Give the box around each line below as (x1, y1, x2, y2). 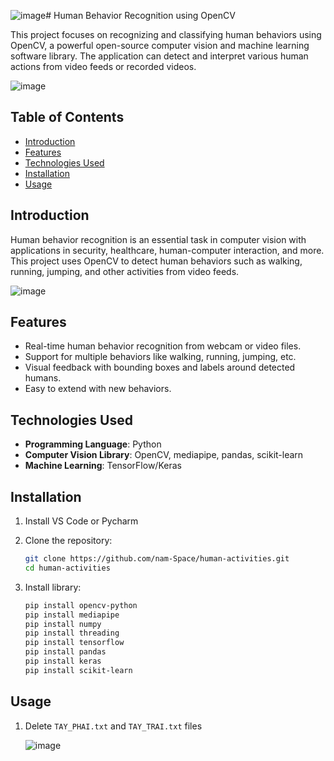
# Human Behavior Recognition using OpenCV (45, 10, 236, 21)
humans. (24, 372, 62, 384)
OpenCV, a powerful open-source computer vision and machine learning (10, 40, 310, 51)
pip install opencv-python (24, 600, 138, 610)
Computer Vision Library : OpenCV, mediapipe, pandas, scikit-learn (24, 449, 304, 461)
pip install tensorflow (24, 638, 125, 648)
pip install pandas (24, 647, 107, 657)
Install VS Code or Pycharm (24, 515, 139, 527)
